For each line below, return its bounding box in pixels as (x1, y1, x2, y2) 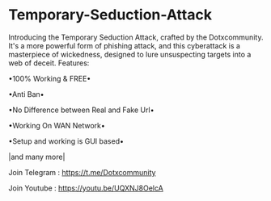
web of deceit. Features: (8, 58, 90, 68)
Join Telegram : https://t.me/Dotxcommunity (8, 167, 156, 177)
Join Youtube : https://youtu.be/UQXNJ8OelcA (8, 183, 163, 193)
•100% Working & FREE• (8, 73, 91, 83)
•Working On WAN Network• (8, 120, 105, 130)
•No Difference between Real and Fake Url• (8, 105, 155, 115)
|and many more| (8, 152, 66, 161)
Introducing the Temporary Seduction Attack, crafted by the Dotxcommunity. (8, 32, 264, 42)
